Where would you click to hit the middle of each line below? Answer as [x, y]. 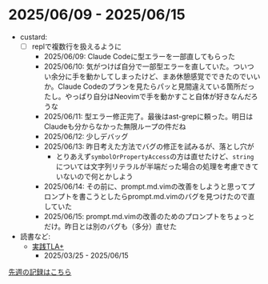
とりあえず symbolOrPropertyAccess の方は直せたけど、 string [155, 156]
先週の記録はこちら [40, 272]
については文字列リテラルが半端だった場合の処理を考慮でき [154, 166]
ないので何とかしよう [98, 176]
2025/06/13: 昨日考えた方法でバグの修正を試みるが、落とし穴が [149, 146]
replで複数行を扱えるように [77, 46]
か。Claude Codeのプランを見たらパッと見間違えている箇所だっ [149, 86]
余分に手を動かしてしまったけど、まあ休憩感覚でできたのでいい [156, 76]
